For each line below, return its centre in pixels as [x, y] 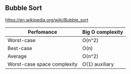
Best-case [20, 48]
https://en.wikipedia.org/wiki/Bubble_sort [47, 20]
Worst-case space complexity [42, 64]
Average [17, 56]
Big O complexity [103, 32]
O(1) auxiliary [98, 64]
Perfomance [42, 32]
